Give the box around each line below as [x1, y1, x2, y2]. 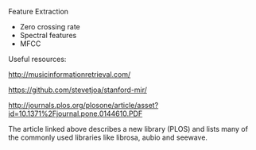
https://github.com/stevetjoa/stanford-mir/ [8, 85, 147, 94]
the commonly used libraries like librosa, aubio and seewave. [8, 133, 208, 142]
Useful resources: [8, 55, 67, 63]
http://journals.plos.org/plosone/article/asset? [8, 101, 159, 110]
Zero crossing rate [19, 22, 81, 31]
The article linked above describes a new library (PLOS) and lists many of [8, 125, 249, 133]
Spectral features [19, 31, 77, 40]
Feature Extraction [8, 7, 69, 16]
